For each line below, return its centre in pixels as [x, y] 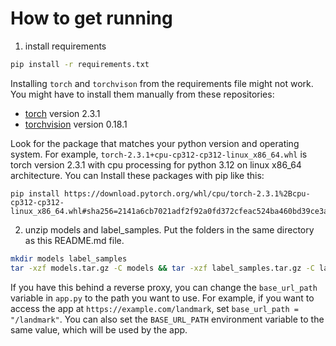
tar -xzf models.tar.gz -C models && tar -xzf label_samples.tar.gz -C [162, 268]
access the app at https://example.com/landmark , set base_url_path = [154, 308]
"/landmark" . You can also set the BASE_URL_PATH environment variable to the [167, 319]
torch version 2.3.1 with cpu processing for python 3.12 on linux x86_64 [156, 164]
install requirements [65, 46]
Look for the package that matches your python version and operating [155, 143]
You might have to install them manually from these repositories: [142, 94]
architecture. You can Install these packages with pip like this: [137, 175]
